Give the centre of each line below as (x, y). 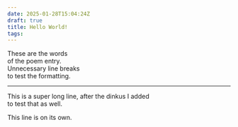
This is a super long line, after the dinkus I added (79, 97)
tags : (15, 34)
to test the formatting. (39, 76)
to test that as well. (35, 104)
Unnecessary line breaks (44, 68)
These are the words (38, 54)
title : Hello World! (38, 27)
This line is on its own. (40, 118)
